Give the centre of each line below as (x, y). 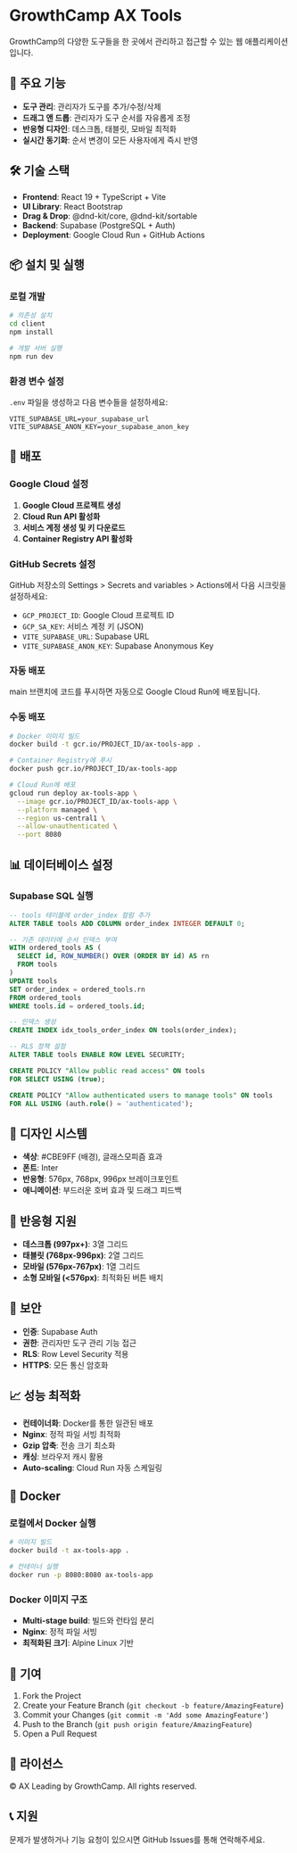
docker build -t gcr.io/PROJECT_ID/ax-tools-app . (105, 745)
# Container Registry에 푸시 (61, 761)
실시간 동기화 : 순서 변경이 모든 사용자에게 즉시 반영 (110, 140)
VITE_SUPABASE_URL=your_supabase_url (79, 419)
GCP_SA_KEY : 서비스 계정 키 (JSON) (83, 626)
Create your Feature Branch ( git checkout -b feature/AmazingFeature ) (153, 1705)
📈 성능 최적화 (45, 1396)
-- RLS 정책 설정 (38, 1046)
